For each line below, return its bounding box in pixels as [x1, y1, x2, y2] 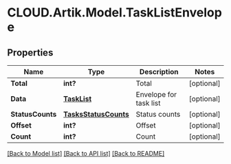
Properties [7, 47, 54, 58]
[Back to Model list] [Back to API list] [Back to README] [7, 150, 165, 157]
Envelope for [135, 90, 177, 99]
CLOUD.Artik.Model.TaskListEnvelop [7, 5, 222, 21]
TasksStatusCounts [63, 110, 129, 119]
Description [140, 67, 179, 76]
